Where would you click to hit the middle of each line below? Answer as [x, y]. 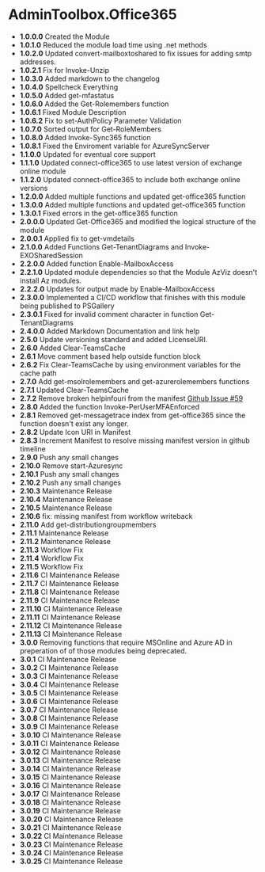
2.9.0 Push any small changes [69, 457]
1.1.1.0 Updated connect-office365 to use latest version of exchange [131, 162]
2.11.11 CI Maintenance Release [70, 617]
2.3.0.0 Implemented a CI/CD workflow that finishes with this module [132, 297]
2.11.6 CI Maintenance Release [70, 575]
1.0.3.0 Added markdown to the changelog [89, 78]
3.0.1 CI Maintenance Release [68, 659]
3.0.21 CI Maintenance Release [70, 827]
